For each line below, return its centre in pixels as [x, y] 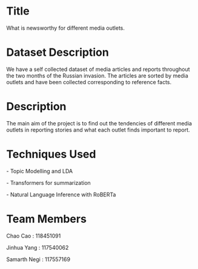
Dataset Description [58, 52]
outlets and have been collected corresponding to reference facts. [89, 82]
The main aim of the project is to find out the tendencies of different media [99, 123]
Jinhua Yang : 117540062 [38, 247]
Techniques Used [51, 154]
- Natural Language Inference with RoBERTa [61, 194]
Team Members [46, 219]
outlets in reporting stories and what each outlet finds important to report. [98, 130]
